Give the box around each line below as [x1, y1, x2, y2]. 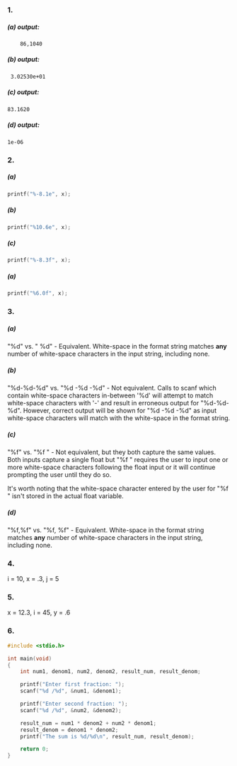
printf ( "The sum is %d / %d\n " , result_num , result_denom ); [20, 733, 195, 740]
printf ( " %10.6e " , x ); [7, 223, 71, 231]
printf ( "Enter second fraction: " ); [20, 700, 129, 708]
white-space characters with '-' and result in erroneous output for [7, 398, 200, 407]
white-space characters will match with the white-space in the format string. [7, 413, 231, 422]
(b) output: [7, 55, 40, 64]
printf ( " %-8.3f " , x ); [7, 257, 71, 264]
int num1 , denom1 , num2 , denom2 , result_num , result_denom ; [20, 668, 201, 675]
